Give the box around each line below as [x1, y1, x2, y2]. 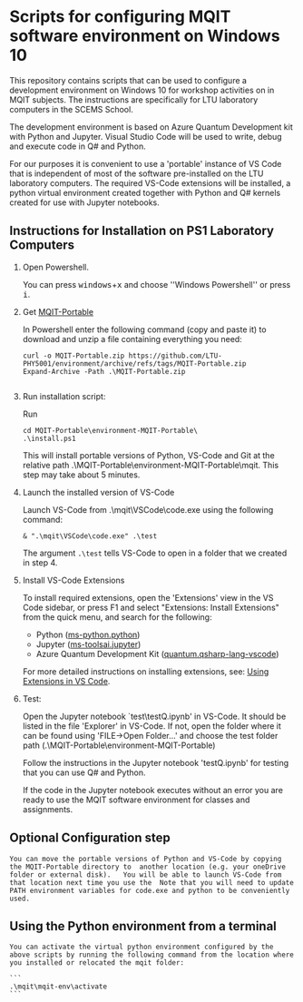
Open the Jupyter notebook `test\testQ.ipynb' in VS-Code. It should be [22, 711, 287, 722]
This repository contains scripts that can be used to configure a [9, 74, 248, 85]
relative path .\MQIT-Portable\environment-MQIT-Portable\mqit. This [22, 459, 279, 470]
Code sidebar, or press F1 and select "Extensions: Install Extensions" [22, 602, 279, 613]
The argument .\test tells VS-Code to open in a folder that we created [22, 547, 288, 558]
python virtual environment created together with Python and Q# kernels [9, 187, 281, 198]
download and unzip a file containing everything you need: [22, 333, 242, 344]
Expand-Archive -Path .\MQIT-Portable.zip [22, 367, 186, 376]
